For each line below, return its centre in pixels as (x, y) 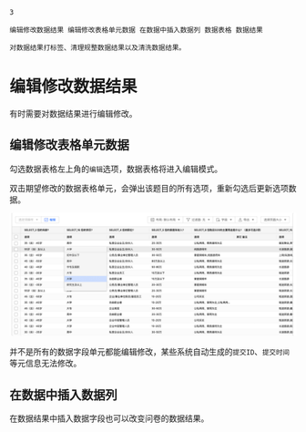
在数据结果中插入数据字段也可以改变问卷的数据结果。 (109, 418)
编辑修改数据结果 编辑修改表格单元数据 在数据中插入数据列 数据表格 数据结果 (136, 30)
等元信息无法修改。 (46, 364)
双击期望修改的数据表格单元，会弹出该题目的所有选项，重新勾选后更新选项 (149, 188)
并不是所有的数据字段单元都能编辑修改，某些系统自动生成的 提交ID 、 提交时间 (149, 352)
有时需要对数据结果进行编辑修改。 (73, 113)
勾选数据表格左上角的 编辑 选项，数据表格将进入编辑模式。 (116, 169)
